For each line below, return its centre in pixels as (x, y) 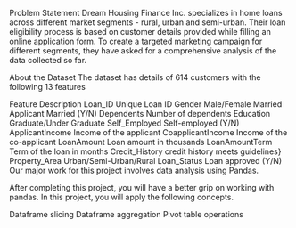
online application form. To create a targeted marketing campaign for (136, 41)
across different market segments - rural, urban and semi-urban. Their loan (148, 22)
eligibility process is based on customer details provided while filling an (140, 32)
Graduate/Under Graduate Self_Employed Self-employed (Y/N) (124, 123)
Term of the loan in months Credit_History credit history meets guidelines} (145, 151)
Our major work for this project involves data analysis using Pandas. (134, 170)
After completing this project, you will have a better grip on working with (142, 187)
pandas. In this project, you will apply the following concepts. (122, 197)
